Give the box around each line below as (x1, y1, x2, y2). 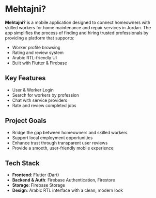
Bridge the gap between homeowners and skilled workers (12, 129, 127, 135)
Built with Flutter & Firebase (12, 60, 67, 66)
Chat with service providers (12, 97, 68, 103)
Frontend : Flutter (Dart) (12, 172, 59, 178)
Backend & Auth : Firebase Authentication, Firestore (12, 177, 115, 183)
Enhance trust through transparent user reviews (12, 140, 108, 145)
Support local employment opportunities (12, 135, 93, 141)
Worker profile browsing (12, 44, 61, 50)
